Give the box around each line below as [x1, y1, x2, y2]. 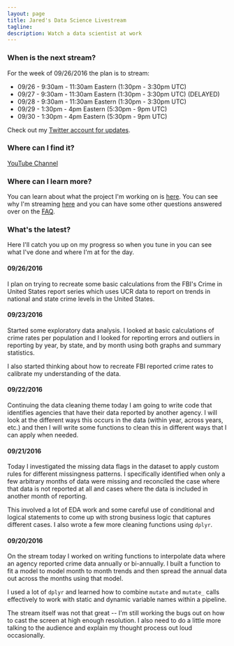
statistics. [7, 348, 35, 357]
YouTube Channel [7, 159, 58, 167]
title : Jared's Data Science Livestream [7, 17, 127, 24]
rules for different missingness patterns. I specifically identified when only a [7, 470, 226, 478]
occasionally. [7, 631, 45, 640]
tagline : [7, 23, 33, 30]
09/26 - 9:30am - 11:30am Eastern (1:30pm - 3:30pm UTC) [17, 82, 187, 91]
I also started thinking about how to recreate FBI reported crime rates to [7, 362, 214, 370]
